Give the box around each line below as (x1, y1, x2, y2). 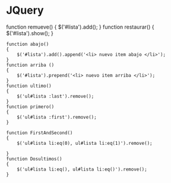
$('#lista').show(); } (6, 29, 53, 36)
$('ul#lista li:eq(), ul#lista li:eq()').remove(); (17, 166, 147, 172)
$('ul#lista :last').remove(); (17, 93, 94, 99)
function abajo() (6, 41, 49, 47)
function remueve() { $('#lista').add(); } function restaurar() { (6, 23, 154, 30)
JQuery (6, 4, 44, 17)
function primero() (6, 104, 55, 110)
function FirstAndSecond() (6, 129, 73, 136)
